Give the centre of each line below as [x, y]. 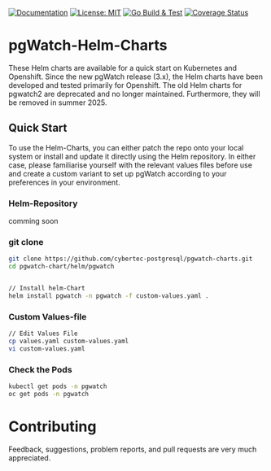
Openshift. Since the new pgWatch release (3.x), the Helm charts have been [135, 76]
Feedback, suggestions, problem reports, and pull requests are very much [133, 449]
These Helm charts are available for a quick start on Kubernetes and [123, 68]
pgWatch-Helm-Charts [88, 46]
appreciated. [30, 458]
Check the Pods [40, 369]
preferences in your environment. [64, 182]
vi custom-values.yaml [47, 349]
